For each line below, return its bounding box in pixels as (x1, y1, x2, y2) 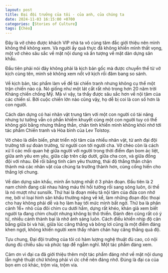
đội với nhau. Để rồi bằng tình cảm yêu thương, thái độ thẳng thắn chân (5, 158, 152, 164)
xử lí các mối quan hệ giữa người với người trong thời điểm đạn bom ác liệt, (5, 148, 159, 154)
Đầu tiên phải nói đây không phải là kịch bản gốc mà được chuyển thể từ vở (5, 66, 161, 72)
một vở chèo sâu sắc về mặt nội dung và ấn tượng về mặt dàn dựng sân (5, 51, 153, 57)
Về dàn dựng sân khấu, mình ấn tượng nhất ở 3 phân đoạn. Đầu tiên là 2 (5, 179, 153, 185)
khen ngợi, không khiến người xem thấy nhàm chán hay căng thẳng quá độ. (5, 226, 161, 233)
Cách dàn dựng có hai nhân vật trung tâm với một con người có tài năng (5, 111, 154, 118)
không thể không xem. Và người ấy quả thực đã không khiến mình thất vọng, (5, 45, 163, 51)
